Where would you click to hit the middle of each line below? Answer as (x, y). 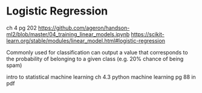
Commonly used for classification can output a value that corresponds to (97, 52)
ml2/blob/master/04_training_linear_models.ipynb (68, 34)
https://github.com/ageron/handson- (84, 28)
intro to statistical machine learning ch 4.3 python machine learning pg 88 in (101, 77)
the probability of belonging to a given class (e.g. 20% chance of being (95, 59)
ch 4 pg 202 (22, 28)
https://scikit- (148, 34)
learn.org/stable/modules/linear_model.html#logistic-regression (86, 40)
